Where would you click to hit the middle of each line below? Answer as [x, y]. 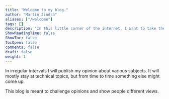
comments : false [22, 47]
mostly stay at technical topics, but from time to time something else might [82, 76]
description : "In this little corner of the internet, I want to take [81, 29]
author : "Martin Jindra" [31, 15]
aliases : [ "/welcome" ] [29, 19]
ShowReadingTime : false [30, 33]
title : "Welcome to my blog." [37, 10]
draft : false [19, 52]
